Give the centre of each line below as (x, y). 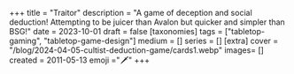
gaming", (26, 41)
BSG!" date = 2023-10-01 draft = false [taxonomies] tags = (116, 31)
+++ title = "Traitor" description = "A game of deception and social (131, 13)
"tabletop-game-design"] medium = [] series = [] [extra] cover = (161, 41)
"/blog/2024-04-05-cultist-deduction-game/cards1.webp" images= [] (136, 50)
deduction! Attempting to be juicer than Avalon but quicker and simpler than (147, 22)
